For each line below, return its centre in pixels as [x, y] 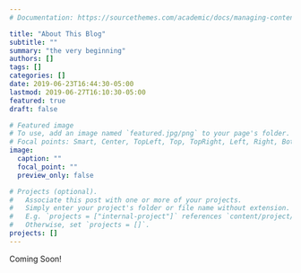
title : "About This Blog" [57, 34]
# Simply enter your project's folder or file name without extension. [150, 208]
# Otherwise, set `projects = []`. [80, 225]
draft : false [34, 109]
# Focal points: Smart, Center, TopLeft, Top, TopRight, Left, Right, [144, 142]
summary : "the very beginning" [68, 50]
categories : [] [38, 76]
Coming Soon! [36, 259]
